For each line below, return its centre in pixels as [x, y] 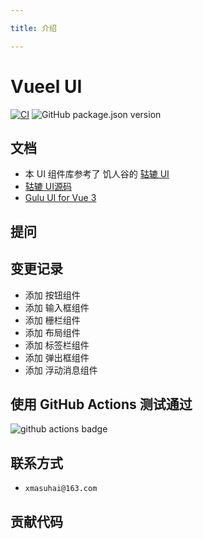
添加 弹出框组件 [57, 357]
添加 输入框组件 [57, 307]
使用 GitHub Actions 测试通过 [101, 404]
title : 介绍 [33, 28]
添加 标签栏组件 [57, 345]
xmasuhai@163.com [61, 489]
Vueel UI [46, 86]
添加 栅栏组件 [52, 320]
